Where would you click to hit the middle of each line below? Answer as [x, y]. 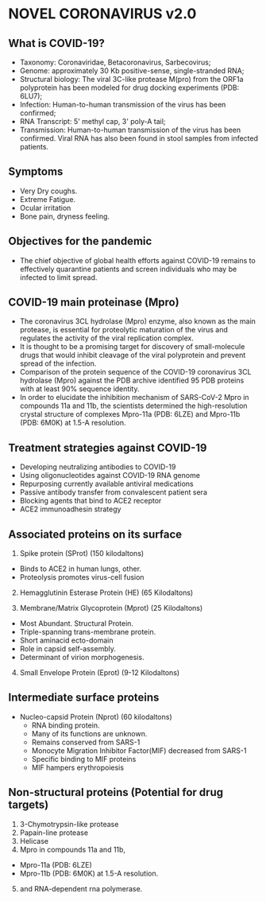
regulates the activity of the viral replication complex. [107, 338]
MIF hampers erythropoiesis [78, 767]
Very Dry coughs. [48, 191]
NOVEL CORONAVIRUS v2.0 [102, 14]
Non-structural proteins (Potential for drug [116, 792]
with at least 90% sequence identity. [79, 389]
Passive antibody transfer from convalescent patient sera [114, 492]
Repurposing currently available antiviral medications [106, 484]
